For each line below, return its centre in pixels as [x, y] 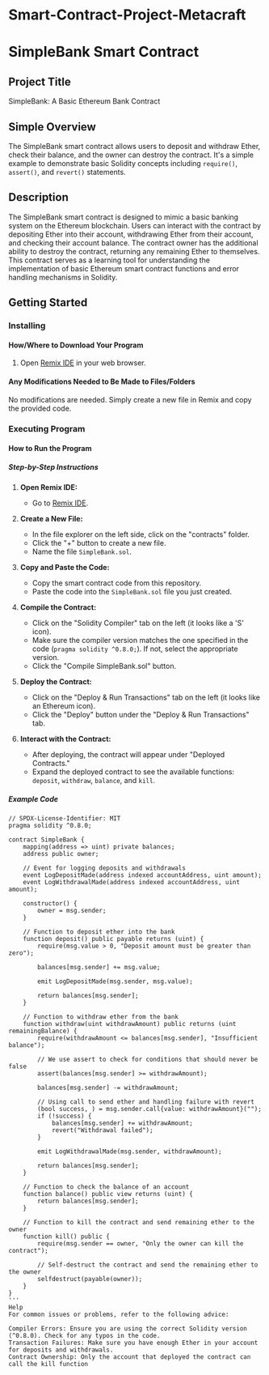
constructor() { [50, 903]
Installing [27, 326]
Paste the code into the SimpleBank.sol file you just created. [132, 592]
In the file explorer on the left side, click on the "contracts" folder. [141, 534]
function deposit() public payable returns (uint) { [113, 939]
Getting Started [48, 302]
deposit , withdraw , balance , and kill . [94, 781]
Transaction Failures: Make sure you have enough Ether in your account [133, 1343]
